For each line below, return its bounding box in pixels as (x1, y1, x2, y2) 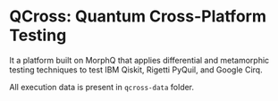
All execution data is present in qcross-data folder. (9, 81, 195, 92)
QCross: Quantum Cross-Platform (9, 6, 266, 27)
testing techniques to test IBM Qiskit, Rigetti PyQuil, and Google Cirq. (9, 64, 263, 75)
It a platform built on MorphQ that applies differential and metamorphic (9, 55, 270, 65)
